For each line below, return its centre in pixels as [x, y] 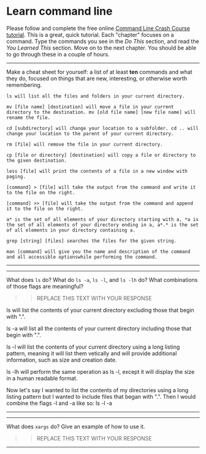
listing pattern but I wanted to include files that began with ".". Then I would [101, 396]
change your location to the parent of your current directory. [90, 134]
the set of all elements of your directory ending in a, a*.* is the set [103, 225]
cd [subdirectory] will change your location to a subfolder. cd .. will [103, 128]
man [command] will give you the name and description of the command [98, 252]
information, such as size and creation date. [62, 360]
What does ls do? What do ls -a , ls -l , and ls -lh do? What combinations [102, 279]
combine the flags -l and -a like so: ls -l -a [59, 403]
